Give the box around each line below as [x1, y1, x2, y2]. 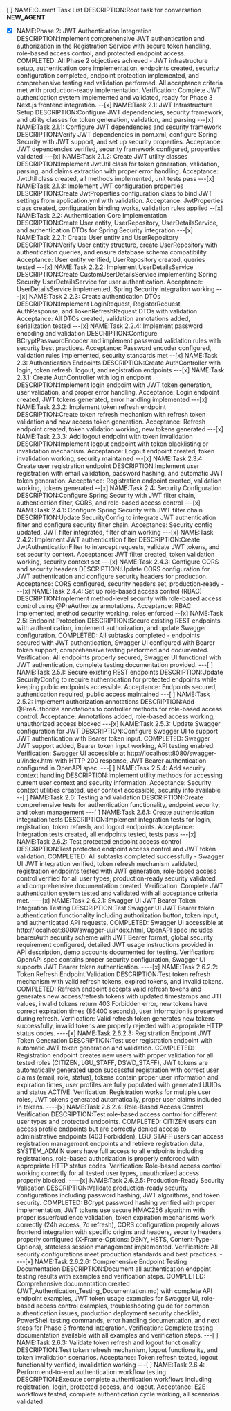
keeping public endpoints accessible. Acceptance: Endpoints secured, [16, 683, 217, 691]
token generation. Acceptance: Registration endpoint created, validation [16, 476, 222, 485]
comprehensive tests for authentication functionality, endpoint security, [16, 801, 221, 809]
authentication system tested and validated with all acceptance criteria [16, 889, 219, 897]
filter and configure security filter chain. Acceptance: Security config [16, 521, 213, 529]
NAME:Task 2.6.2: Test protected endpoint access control [16, 838, 181, 846]
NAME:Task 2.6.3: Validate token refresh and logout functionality [16, 1338, 201, 1347]
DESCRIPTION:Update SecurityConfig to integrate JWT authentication [16, 513, 216, 522]
